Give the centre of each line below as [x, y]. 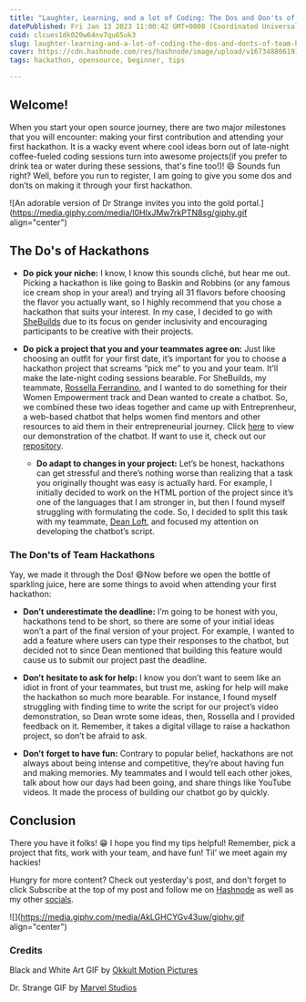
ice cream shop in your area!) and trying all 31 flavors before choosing [154, 292]
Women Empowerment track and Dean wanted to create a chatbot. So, [155, 397]
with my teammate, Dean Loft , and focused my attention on [148, 522]
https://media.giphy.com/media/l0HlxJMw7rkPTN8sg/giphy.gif [130, 212]
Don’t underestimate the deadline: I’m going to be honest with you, [150, 611]
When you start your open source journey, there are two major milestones [148, 127]
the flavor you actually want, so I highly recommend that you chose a [152, 302]
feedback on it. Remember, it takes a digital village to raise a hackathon [156, 726]
